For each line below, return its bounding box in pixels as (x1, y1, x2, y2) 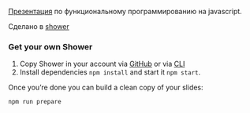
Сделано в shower (8, 22, 69, 31)
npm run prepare (8, 98, 62, 106)
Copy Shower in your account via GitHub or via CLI (19, 59, 185, 69)
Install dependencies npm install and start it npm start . (19, 67, 201, 77)
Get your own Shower (8, 41, 93, 52)
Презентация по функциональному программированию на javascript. (8, 7, 242, 16)
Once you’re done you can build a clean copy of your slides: (8, 82, 203, 93)
